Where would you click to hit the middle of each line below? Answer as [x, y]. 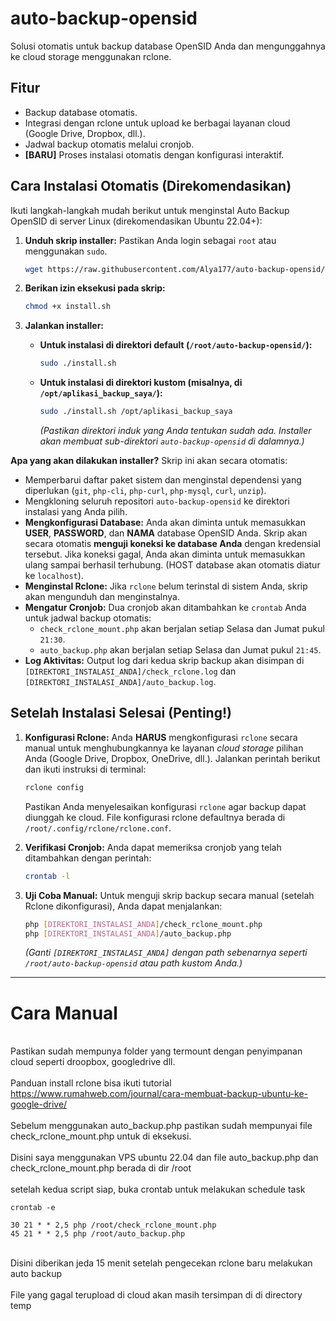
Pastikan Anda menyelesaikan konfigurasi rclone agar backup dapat [165, 806]
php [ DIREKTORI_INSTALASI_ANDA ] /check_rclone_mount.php [143, 924]
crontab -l [47, 876]
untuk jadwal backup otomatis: [88, 618]
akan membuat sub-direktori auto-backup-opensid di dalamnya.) [172, 441]
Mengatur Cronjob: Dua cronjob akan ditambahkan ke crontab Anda [165, 608]
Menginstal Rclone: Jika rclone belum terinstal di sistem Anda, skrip [166, 586]
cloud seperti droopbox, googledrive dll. [93, 1062]
